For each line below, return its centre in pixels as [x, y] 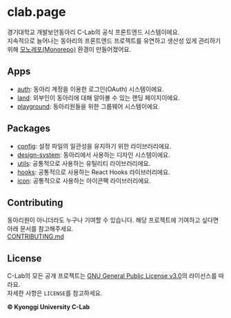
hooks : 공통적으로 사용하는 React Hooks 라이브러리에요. [93, 172]
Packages [29, 129]
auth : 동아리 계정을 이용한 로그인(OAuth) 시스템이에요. [90, 89]
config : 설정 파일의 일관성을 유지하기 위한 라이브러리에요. [94, 146]
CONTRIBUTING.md [36, 236]
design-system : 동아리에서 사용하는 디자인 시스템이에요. [93, 155]
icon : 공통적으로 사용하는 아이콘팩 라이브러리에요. [84, 180]
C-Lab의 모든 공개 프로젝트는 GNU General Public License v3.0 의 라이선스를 [112, 276]
